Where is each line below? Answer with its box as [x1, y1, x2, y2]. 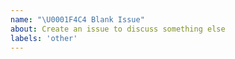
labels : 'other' [10, 33, 78, 43]
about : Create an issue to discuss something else [10, 24, 226, 34]
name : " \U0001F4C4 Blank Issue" [10, 14, 145, 25]
